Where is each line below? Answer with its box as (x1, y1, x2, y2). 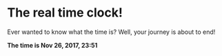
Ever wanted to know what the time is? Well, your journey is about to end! (7, 28, 216, 36)
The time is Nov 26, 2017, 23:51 (7, 41, 98, 49)
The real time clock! (7, 5, 123, 21)
